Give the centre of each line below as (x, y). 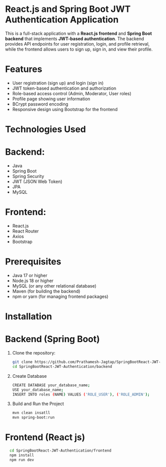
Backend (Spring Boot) (53, 339)
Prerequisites (33, 262)
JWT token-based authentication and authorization (64, 88)
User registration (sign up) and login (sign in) (58, 83)
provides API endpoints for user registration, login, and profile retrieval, (77, 44)
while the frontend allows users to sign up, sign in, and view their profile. (79, 49)
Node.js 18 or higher (33, 281)
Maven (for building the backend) (46, 291)
